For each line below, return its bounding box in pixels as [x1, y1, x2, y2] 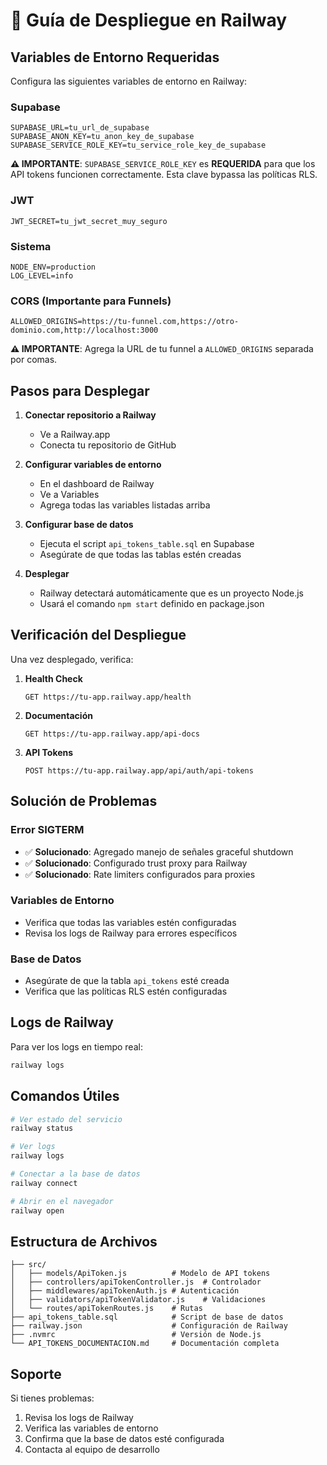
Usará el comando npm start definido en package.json [39, 598, 265, 609]
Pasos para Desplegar [10, 382, 150, 399]
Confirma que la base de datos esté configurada [24, 1433, 225, 1445]
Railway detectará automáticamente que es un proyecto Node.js [39, 587, 305, 599]
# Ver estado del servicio [10, 1114, 123, 1124]
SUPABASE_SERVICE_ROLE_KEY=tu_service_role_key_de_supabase [10, 140, 267, 151]
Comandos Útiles [10, 1088, 120, 1105]
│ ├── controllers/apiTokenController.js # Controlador [10, 1277, 262, 1288]
